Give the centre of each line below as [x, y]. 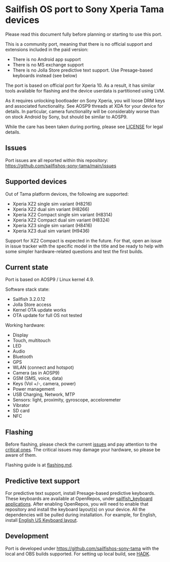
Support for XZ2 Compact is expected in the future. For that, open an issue [83, 240]
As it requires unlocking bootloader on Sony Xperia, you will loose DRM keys [85, 101]
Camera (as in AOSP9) [36, 373]
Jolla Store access [32, 305]
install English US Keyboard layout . [42, 520]
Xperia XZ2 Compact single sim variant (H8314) [62, 214]
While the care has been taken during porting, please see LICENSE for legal [84, 127]
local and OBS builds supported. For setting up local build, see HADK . [78, 554]
